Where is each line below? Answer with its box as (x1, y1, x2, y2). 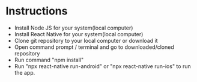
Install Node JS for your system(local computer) (14, 24, 133, 31)
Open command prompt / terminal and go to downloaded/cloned (14, 43, 175, 51)
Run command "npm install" (14, 56, 84, 63)
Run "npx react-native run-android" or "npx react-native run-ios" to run (14, 62, 191, 70)
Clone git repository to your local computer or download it (14, 37, 158, 44)
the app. (14, 69, 35, 76)
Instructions (5, 4, 68, 18)
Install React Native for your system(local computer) (14, 30, 144, 37)
